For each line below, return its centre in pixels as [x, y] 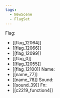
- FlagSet [20, 19]
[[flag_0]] [22, 59]
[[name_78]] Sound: [33, 80]
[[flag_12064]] [27, 43]
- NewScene [21, 14]
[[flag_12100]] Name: [33, 69]
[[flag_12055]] [26, 64]
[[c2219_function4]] [33, 91]
